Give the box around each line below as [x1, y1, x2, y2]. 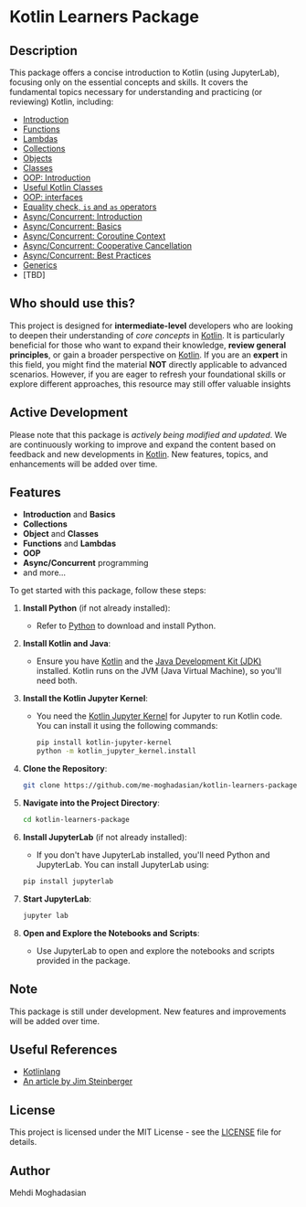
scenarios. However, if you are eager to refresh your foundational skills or [9, 369, 286, 379]
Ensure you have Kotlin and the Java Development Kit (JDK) [36, 656, 262, 667]
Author [9, 1163, 50, 1179]
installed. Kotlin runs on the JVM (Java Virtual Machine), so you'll [36, 666, 281, 677]
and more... [22, 567, 67, 578]
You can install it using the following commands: [36, 721, 218, 732]
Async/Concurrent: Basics [22, 221, 121, 231]
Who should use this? [9, 295, 135, 312]
